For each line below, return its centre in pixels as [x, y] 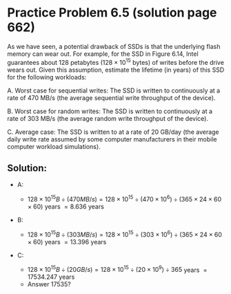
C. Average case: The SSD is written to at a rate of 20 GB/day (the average [113, 132]
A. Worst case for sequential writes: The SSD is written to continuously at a [114, 90]
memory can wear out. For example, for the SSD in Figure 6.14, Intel [103, 54]
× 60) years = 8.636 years [66, 207]
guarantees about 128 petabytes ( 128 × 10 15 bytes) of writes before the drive [115, 61]
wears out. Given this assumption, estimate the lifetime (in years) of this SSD [116, 70]
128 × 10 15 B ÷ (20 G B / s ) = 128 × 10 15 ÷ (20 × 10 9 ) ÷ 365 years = [118, 269]
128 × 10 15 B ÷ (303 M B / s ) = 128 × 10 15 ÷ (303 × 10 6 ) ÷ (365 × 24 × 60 [124, 234]
